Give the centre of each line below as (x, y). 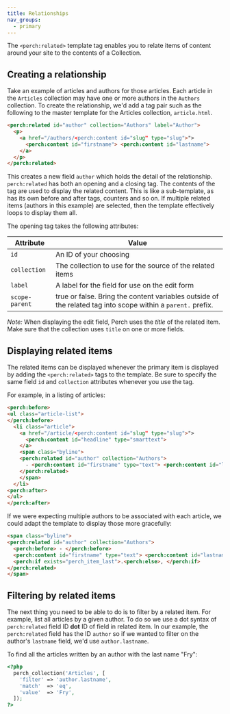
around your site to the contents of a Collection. (74, 53)
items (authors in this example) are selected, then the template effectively (111, 205)
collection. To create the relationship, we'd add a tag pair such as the (104, 105)
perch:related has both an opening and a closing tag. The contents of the (111, 184)
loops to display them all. (42, 213)
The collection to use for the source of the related (135, 266)
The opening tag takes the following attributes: (73, 226)
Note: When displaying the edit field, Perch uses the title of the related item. (114, 322)
